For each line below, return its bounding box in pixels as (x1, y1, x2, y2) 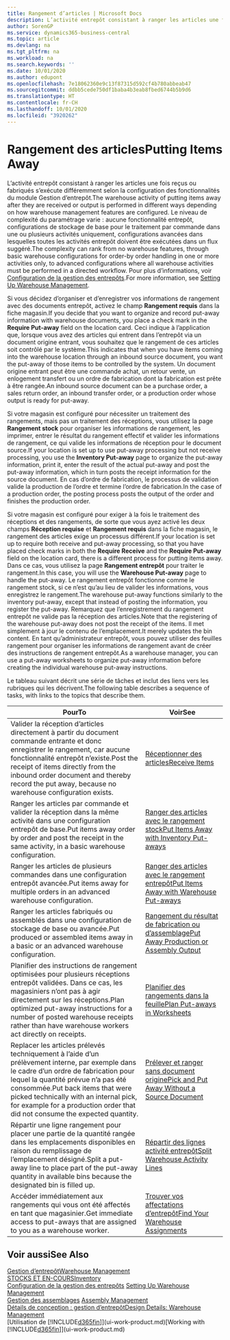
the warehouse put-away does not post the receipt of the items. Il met (7, 619, 204, 627)
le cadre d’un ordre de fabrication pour (10, 1066, 135, 1075)
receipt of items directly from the (10, 762, 116, 771)
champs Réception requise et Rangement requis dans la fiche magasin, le (7, 525, 218, 533)
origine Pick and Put (144, 1075, 208, 1084)
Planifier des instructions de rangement (10, 961, 138, 970)
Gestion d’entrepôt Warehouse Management (7, 1267, 130, 1276)
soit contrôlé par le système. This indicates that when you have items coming (7, 345, 223, 353)
